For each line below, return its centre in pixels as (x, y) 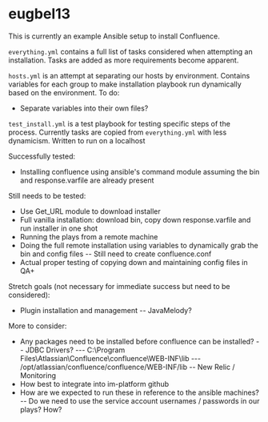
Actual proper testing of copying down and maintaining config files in (134, 262)
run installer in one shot (59, 228)
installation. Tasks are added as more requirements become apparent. (124, 60)
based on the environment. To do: (64, 92)
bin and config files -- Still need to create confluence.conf (116, 254)
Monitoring (38, 375)
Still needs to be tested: (47, 195)
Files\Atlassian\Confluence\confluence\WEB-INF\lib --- (110, 358)
